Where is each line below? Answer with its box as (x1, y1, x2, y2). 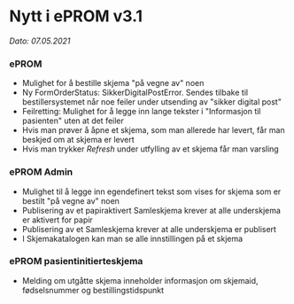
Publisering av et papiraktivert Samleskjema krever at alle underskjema (21, 205, 282, 215)
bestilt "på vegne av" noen (21, 195, 120, 206)
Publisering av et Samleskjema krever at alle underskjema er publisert (21, 223, 277, 234)
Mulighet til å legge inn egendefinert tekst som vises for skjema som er (21, 186, 282, 197)
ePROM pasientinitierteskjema (9, 255, 143, 268)
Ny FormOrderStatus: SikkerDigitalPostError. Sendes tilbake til (21, 87, 249, 98)
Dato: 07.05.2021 (9, 35, 71, 46)
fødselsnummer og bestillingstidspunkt (21, 285, 165, 295)
